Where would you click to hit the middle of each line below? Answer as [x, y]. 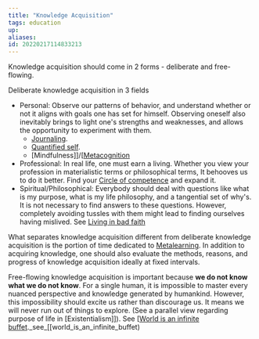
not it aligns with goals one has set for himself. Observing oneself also [133, 114]
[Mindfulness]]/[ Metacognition [81, 155]
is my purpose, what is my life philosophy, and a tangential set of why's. [135, 197]
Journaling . [49, 139]
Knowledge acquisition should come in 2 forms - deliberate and [110, 67]
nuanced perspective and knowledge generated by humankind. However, [126, 294]
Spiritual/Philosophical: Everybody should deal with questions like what [134, 189]
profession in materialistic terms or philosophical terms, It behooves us [133, 172]
